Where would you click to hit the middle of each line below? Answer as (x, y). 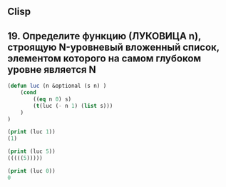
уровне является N (52, 70)
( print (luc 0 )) (31, 171)
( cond (29, 93)
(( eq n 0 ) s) (52, 99)
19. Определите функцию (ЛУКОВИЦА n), (104, 36)
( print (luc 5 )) (31, 152)
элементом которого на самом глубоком (104, 58)
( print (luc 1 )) (31, 132)
